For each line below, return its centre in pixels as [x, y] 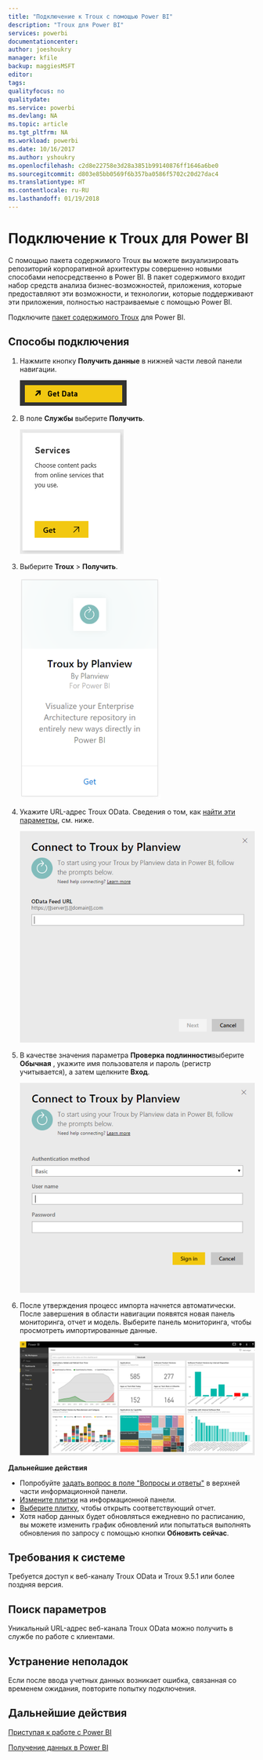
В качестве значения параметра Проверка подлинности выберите [132, 1055]
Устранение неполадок [68, 1661]
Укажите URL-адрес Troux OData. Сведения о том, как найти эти [128, 812]
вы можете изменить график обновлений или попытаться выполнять [135, 1524]
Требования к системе [67, 1557]
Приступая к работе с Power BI [60, 1732]
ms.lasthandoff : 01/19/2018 [54, 199]
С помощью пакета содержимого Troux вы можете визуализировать [123, 260]
